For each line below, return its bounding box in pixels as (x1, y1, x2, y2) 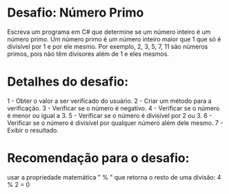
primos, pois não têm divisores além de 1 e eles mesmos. (7, 50, 169, 58)
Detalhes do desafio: (7, 74, 129, 90)
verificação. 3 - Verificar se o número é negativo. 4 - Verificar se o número (7, 104, 220, 112)
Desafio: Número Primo (7, 5, 144, 21)
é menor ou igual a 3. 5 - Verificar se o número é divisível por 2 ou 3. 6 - (7, 111, 212, 119)
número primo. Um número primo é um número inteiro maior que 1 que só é (7, 35, 221, 43)
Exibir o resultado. (7, 126, 59, 134)
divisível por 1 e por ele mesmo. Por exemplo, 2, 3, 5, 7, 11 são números (7, 42, 208, 50)
